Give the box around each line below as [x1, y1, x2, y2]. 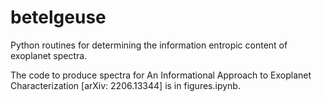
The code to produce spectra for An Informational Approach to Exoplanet [10, 69, 312, 81]
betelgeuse [10, 6, 107, 29]
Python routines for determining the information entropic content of [10, 39, 288, 51]
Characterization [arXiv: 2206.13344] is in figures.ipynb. [10, 79, 241, 91]
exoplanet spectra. [10, 49, 88, 61]
